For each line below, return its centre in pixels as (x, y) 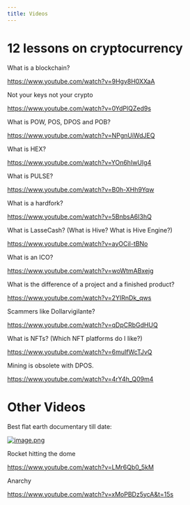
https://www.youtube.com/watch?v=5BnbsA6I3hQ (79, 217)
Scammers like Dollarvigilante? (51, 311)
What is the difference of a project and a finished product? (91, 284)
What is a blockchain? (39, 68)
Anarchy (19, 481)
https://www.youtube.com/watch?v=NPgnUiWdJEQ (81, 135)
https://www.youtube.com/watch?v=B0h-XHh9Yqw (81, 189)
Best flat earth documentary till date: (60, 426)
